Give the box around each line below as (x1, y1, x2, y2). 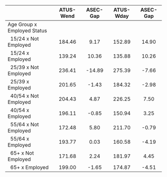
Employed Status (7, 27, 47, 34)
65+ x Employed (10, 164, 49, 171)
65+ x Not (10, 150, 34, 156)
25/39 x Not (10, 64, 39, 71)
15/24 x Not (10, 35, 39, 42)
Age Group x (7, 21, 37, 28)
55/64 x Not (10, 121, 39, 128)
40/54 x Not (10, 92, 39, 99)
